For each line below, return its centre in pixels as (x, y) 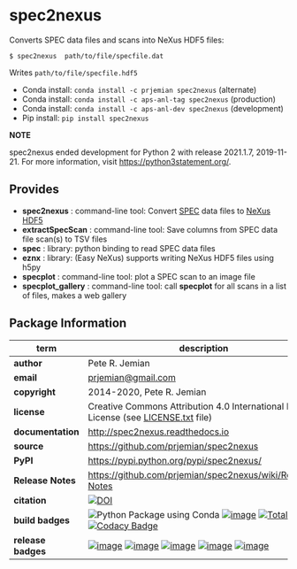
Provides (34, 190)
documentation (46, 432)
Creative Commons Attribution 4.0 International (186, 406)
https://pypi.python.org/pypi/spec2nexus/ (175, 460)
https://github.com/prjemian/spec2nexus (173, 446)
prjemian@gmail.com (132, 377)
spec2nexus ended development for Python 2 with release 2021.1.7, (132, 152)
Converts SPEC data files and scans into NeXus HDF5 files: (117, 40)
